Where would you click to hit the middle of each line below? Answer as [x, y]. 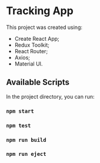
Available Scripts [38, 82]
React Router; [31, 51]
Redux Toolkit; [32, 45]
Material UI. [29, 64]
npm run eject [26, 154]
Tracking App [40, 11]
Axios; [22, 57]
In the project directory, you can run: [50, 96]
